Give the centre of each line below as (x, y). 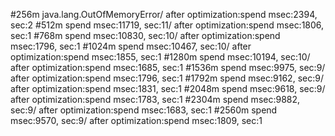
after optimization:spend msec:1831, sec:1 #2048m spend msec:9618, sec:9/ (168, 88)
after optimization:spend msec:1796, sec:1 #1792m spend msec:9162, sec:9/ (167, 78)
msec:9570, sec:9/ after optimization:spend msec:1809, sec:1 (136, 120)
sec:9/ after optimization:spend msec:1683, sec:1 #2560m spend (144, 110)
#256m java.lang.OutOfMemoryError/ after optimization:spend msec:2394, (164, 14)
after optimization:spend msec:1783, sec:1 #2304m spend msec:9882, (155, 99)
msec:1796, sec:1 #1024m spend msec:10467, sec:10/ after (131, 46)
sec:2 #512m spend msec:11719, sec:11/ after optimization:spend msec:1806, (167, 25)
